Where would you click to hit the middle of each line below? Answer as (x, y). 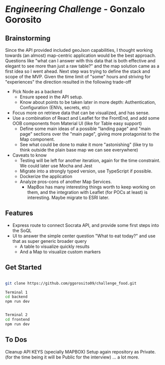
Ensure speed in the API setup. (51, 97)
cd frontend (17, 320)
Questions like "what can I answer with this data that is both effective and (80, 61)
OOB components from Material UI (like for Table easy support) (77, 123)
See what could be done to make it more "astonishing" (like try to (86, 145)
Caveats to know (30, 155)
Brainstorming (28, 38)
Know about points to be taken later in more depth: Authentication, (88, 102)
